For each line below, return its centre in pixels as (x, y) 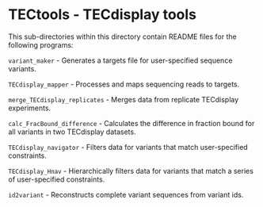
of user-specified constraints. (57, 179)
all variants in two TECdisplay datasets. (72, 132)
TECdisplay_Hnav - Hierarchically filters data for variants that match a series (131, 171)
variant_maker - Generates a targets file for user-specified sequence (120, 60)
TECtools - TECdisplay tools (102, 15)
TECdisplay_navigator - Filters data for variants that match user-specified (128, 147)
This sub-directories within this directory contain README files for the (122, 36)
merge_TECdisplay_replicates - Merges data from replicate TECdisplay (124, 99)
